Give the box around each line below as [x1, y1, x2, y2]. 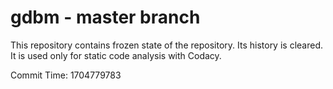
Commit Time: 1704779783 [10, 69, 122, 81]
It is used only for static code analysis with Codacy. [10, 49, 222, 61]
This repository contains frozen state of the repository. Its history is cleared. [10, 39, 323, 51]
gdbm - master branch [10, 6, 201, 29]
